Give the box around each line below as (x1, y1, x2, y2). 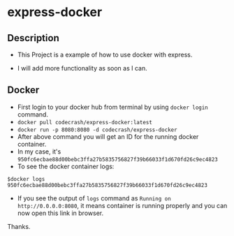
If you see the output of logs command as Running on (17, 193, 171, 202)
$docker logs (7, 175, 45, 182)
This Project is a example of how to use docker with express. (17, 50, 193, 59)
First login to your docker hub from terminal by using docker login (17, 103, 208, 111)
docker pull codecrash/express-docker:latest (17, 119, 152, 126)
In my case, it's (17, 147, 61, 156)
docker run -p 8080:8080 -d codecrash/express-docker (17, 126, 177, 133)
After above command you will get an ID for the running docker (17, 132, 199, 140)
